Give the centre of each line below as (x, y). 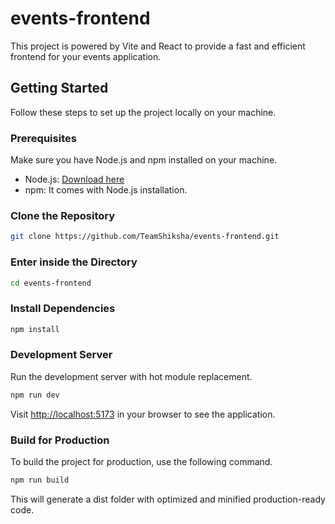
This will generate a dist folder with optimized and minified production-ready (168, 499)
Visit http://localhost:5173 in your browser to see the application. (143, 414)
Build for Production (60, 440)
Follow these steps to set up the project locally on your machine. (143, 112)
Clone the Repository (63, 215)
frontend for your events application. (86, 56)
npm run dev (35, 395)
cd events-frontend (51, 283)
